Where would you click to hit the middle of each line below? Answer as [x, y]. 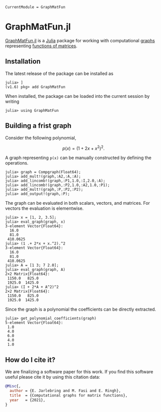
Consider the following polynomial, [41, 138]
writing [12, 101]
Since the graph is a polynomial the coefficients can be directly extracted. [81, 309]
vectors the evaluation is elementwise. [44, 208]
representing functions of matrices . [41, 46]
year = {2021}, [28, 400]
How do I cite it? [30, 360]
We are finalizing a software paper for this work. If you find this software [79, 372]
